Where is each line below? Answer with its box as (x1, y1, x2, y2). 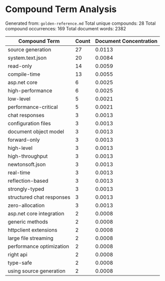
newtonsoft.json (8, 160, 46, 167)
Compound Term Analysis (5, 4, 117, 15)
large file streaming (8, 235, 54, 242)
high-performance (8, 87, 52, 94)
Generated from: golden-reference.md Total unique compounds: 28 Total (5, 20, 156, 26)
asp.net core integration (8, 210, 65, 217)
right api (8, 251, 28, 258)
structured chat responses (8, 193, 71, 200)
